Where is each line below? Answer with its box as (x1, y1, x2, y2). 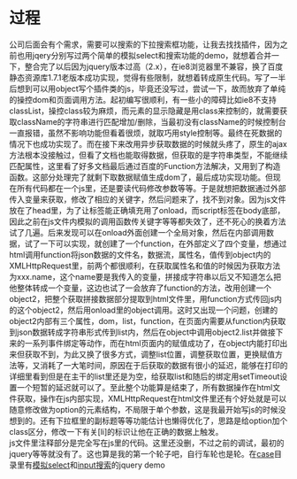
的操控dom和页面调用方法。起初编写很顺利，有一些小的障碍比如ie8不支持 (9, 94, 277, 104)
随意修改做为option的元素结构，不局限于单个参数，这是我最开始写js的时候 (9, 404, 278, 414)
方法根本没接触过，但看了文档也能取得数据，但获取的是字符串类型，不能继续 (9, 150, 288, 160)
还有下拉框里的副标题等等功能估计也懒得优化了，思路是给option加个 (39, 415, 288, 426)
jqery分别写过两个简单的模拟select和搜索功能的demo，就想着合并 (32, 50, 272, 60)
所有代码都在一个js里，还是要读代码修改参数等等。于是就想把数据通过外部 (16, 182, 286, 193)
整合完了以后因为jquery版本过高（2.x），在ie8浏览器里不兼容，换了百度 (24, 61, 284, 72)
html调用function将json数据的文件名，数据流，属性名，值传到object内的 (9, 249, 271, 259)
